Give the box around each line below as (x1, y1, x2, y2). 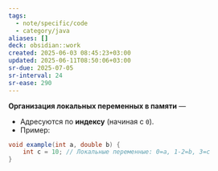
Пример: (19, 125, 51, 135)
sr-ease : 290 (8, 79, 52, 87)
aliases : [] (8, 34, 48, 43)
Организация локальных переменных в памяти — (8, 101, 187, 111)
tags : (8, 11, 27, 20)
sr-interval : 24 (8, 71, 63, 79)
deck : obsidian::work (8, 42, 81, 50)
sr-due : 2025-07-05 (8, 64, 74, 72)
